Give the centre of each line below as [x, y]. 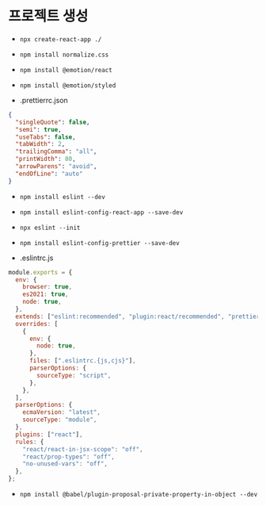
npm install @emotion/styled [68, 85]
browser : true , [47, 287]
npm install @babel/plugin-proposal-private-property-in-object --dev [139, 495]
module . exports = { [40, 272]
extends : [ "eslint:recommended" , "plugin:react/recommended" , [120, 316]
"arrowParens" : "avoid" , [56, 167]
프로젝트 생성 [48, 16]
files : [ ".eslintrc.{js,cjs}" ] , [82, 361]
